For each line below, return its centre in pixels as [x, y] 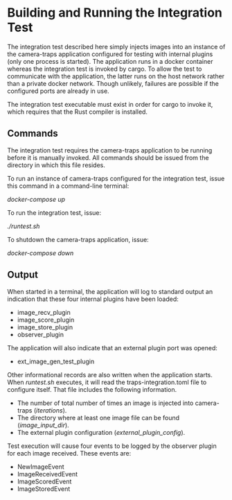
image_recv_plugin [44, 312]
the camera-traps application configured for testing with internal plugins [110, 54]
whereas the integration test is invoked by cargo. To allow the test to [105, 69]
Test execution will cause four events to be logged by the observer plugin [112, 446]
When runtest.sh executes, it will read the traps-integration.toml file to [107, 382]
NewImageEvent [41, 467]
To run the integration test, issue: [54, 212]
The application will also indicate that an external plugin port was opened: [113, 347]
